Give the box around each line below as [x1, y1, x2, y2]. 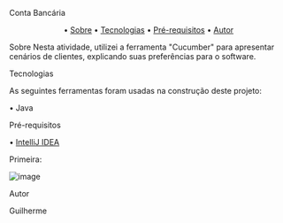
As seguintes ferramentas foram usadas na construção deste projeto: [9, 86, 263, 96]
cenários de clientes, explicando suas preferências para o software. [9, 51, 256, 61]
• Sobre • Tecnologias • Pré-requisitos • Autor [63, 25, 234, 35]
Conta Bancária [9, 8, 66, 18]
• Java [9, 103, 34, 113]
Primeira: [9, 154, 42, 165]
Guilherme [9, 205, 47, 216]
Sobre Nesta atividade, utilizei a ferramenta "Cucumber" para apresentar [9, 42, 275, 52]
